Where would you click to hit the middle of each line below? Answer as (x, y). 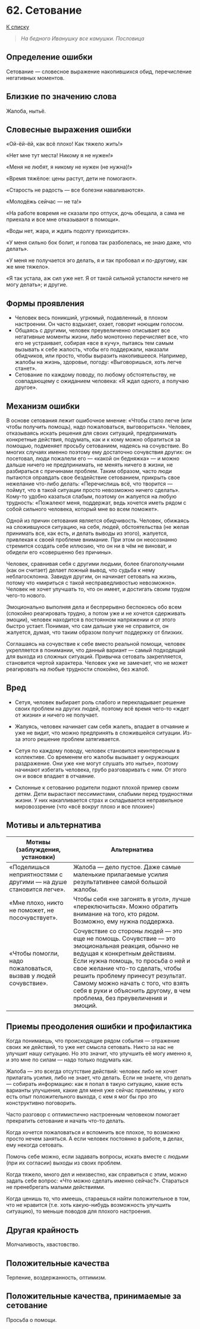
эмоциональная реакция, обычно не (126, 946)
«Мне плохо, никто (36, 902)
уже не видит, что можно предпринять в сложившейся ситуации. (98, 733)
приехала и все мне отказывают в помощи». (63, 220)
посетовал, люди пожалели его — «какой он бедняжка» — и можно (93, 458)
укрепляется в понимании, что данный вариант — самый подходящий (96, 650)
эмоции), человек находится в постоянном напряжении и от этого (91, 620)
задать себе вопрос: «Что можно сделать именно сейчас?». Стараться (97, 1181)
